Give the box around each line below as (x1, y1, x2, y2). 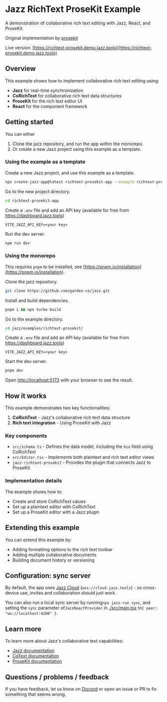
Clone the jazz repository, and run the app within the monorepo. (12, 141, 144, 147)
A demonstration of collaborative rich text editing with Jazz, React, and (5, 20, 151, 26)
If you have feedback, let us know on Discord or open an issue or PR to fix (5, 686, 157, 692)
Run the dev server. (5, 231, 45, 237)
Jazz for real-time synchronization (12, 87, 83, 93)
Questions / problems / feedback (5, 673, 109, 681)
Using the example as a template (5, 158, 85, 165)
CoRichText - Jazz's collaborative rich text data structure (12, 414, 130, 420)
